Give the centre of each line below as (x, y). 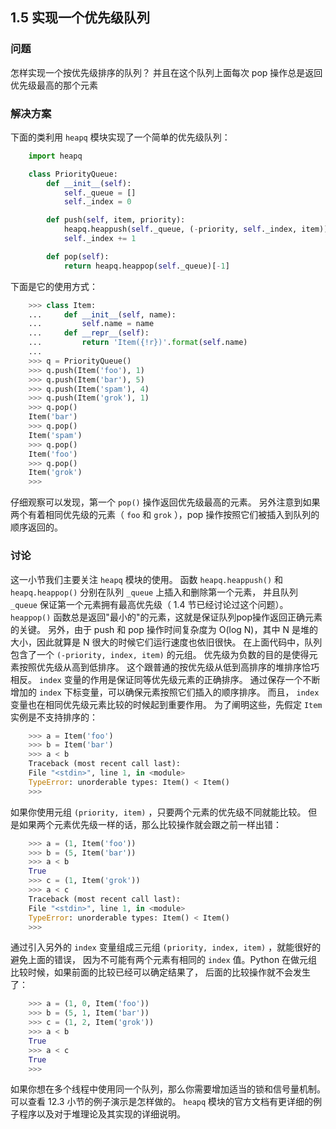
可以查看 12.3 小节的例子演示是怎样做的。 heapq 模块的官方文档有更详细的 (162, 1102)
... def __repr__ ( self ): (89, 333)
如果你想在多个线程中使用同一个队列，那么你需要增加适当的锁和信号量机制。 (168, 1089)
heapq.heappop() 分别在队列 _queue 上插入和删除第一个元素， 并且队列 (154, 592)
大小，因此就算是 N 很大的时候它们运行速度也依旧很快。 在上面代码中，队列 (166, 642)
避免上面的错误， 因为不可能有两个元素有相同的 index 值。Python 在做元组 (164, 960)
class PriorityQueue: (73, 174)
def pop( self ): (78, 256)
